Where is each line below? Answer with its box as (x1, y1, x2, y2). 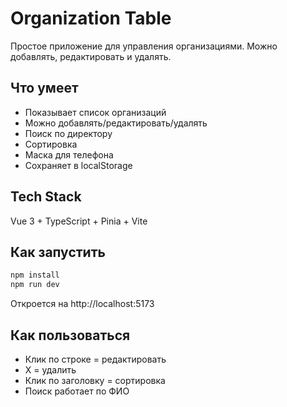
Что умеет (10, 80, 79, 97)
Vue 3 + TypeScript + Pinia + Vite (10, 215, 148, 227)
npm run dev (10, 280, 60, 290)
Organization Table (10, 7, 172, 30)
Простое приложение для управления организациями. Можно (10, 40, 278, 52)
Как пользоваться (10, 327, 131, 344)
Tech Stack (10, 188, 82, 206)
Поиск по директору (24, 127, 113, 139)
